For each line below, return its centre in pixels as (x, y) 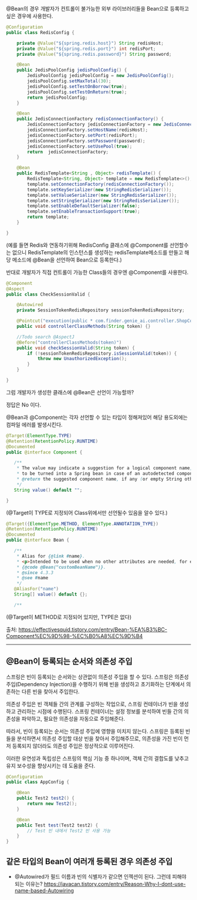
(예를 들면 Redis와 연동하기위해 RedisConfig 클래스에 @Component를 (87, 245)
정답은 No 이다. (24, 405)
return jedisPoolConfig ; (57, 98)
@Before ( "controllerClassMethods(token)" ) (69, 342)
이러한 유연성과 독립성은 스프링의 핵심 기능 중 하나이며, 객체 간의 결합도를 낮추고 (98, 758)
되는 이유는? (28, 884)
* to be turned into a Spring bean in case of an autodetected (96, 474)
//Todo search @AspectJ (46, 337)
